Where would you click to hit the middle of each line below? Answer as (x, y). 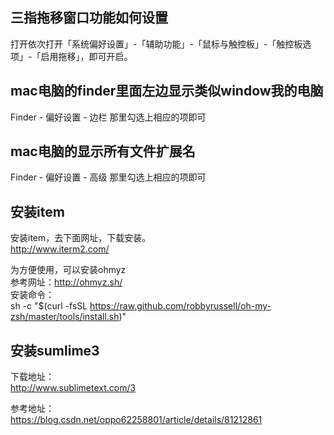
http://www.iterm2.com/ (60, 249)
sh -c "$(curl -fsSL (49, 306)
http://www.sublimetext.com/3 (73, 388)
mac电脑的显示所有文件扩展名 (103, 151)
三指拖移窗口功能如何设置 (89, 18)
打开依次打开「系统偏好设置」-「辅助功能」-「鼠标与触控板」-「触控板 (156, 44)
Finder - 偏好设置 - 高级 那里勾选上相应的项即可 (108, 177)
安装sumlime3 (55, 350)
